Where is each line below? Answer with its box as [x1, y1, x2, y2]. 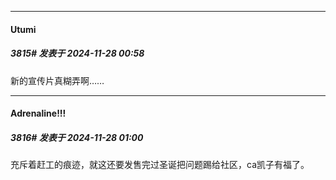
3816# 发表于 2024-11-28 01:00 [10, 131, 144, 143]
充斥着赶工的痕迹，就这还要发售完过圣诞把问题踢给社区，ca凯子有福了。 [10, 159, 310, 171]
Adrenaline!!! [10, 107, 67, 120]
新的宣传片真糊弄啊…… [10, 74, 105, 86]
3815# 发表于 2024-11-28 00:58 [10, 47, 145, 60]
